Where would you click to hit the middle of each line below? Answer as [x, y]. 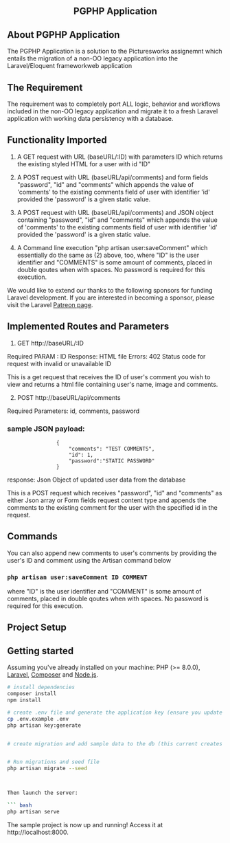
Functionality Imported [57, 140]
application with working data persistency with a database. [90, 119]
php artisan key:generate [44, 725]
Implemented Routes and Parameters [88, 327]
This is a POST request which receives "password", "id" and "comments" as [115, 493]
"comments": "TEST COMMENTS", [112, 449]
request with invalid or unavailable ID [59, 363]
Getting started [41, 651]
